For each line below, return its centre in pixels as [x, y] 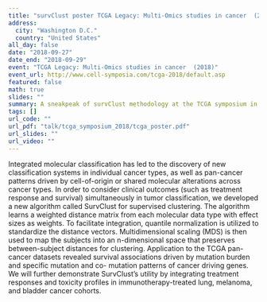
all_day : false [33, 45]
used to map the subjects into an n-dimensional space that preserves [122, 240]
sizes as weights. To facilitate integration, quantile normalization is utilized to [133, 223]
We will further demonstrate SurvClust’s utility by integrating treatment [124, 273]
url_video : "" [32, 141]
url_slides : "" [33, 134]
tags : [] [23, 112]
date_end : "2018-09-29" [48, 60]
